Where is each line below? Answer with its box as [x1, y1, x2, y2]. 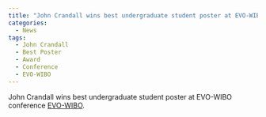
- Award [15, 56, 41, 64]
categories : [8, 19, 47, 27]
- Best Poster [15, 48, 62, 56]
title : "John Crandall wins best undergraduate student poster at [8, 11, 232, 20]
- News [15, 26, 37, 34]
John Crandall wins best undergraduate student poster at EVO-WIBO [8, 92, 232, 101]
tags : [8, 33, 26, 42]
